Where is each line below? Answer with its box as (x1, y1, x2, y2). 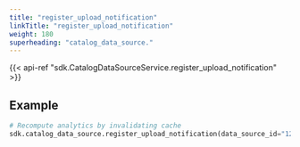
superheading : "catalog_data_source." (9, 37, 154, 47)
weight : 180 (9, 29, 54, 38)
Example (9, 97, 59, 112)
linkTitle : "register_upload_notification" (9, 21, 174, 30)
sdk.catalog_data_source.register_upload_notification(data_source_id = (9, 129, 281, 138)
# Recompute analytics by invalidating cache (9, 121, 181, 130)
